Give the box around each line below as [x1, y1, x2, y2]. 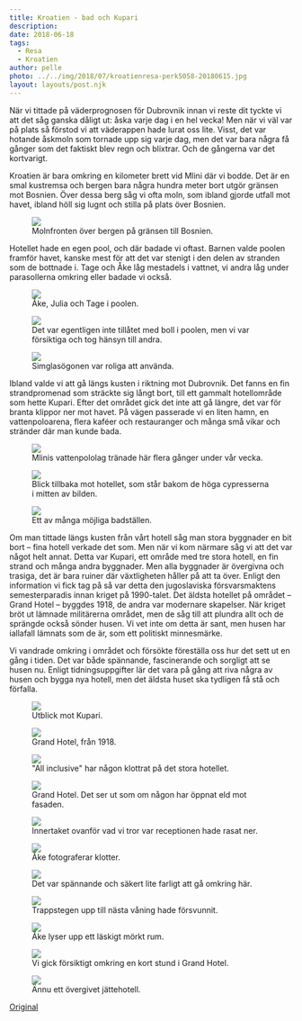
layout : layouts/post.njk [9, 80, 106, 89]
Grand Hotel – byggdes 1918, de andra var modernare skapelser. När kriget [9, 599, 286, 610]
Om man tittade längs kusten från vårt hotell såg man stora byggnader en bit [9, 532, 292, 543]
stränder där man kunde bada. [9, 425, 122, 437]
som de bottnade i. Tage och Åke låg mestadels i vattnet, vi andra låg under [9, 262, 289, 273]
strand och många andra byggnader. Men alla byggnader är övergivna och [9, 560, 285, 572]
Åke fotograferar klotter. [31, 852, 121, 863]
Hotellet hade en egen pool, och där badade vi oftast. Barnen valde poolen [9, 242, 286, 253]
